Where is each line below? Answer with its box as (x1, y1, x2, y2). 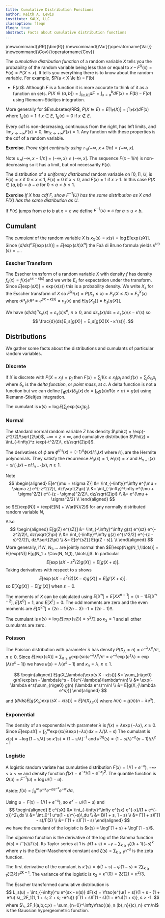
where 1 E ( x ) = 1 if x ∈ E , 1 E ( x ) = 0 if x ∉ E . (5, 113, 91, 120)
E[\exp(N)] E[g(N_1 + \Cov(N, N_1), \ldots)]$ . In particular (5, 551, 119, 557)
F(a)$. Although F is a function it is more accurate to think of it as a (12, 84, 148, 90)
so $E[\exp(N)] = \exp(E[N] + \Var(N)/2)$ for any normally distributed (5, 504, 146, 509)
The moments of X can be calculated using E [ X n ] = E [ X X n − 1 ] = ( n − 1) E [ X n (5, 593, 157, 600)
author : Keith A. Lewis (5, 12, 55, 17)
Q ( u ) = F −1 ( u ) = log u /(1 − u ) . (5, 776, 63, 782)
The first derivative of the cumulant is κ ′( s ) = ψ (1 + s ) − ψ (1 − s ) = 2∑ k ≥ (5, 863, 150, 871)
